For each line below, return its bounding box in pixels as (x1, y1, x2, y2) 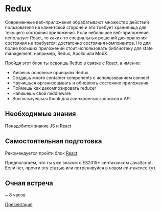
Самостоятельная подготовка (5, 137, 102, 145)
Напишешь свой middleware (12, 90, 71, 96)
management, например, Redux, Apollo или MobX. (5, 50, 109, 56)
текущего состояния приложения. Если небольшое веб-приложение (5, 29, 149, 35)
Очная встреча (5, 179, 53, 187)
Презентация (5, 202, 33, 208)
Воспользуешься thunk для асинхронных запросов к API (12, 95, 131, 101)
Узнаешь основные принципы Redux (12, 69, 89, 75)
